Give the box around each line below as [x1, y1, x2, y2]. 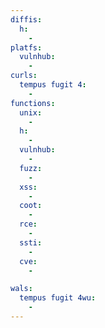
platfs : [10, 42, 43, 53]
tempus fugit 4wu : [19, 293, 97, 303]
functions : [10, 98, 56, 108]
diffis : [10, 14, 43, 25]
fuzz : [19, 163, 43, 173]
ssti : [19, 237, 43, 248]
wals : [10, 284, 33, 294]
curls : [10, 71, 38, 81]
